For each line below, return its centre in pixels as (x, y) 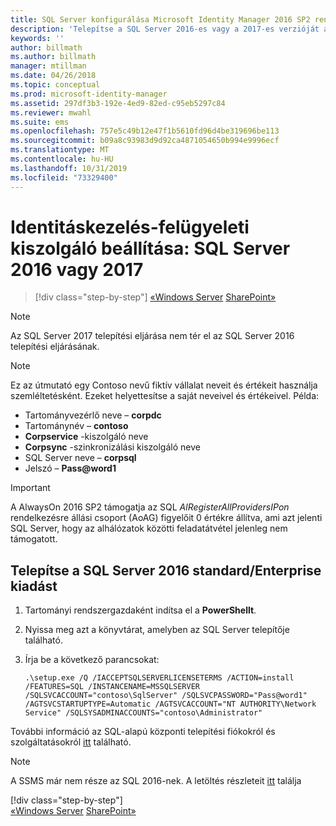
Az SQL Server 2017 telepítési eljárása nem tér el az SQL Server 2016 (152, 336)
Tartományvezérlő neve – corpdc (93, 415)
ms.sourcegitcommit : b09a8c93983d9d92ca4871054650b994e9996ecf (145, 141)
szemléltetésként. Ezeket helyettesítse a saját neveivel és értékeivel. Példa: (165, 396)
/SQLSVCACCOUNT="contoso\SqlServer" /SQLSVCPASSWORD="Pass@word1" (166, 696)
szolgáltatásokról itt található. (71, 742)
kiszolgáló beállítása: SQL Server (150, 248)
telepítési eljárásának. (55, 347)
